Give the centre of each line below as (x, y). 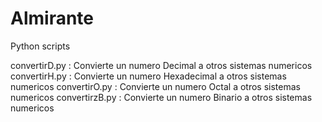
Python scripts (40, 46)
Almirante (52, 18)
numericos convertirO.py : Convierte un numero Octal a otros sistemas (155, 86)
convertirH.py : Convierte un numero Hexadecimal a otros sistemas (148, 76)
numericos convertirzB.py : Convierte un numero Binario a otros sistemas (161, 97)
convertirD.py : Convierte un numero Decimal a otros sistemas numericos (161, 65)
